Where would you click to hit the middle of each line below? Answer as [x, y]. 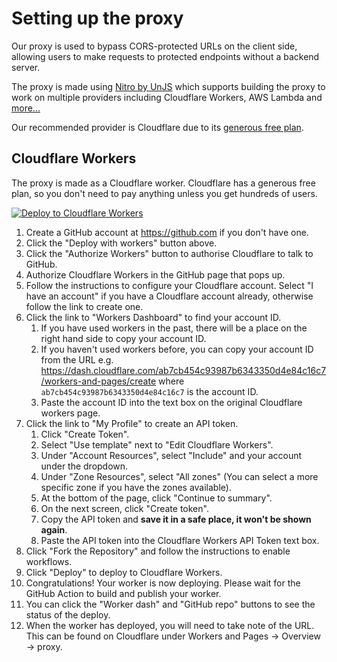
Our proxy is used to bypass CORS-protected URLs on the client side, [154, 46]
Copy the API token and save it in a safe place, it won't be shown [176, 519]
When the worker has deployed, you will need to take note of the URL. [170, 625]
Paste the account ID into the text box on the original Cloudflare [171, 402]
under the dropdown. [84, 466]
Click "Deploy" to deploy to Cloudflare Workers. [124, 572]
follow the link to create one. [84, 306]
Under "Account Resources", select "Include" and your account [171, 455]
